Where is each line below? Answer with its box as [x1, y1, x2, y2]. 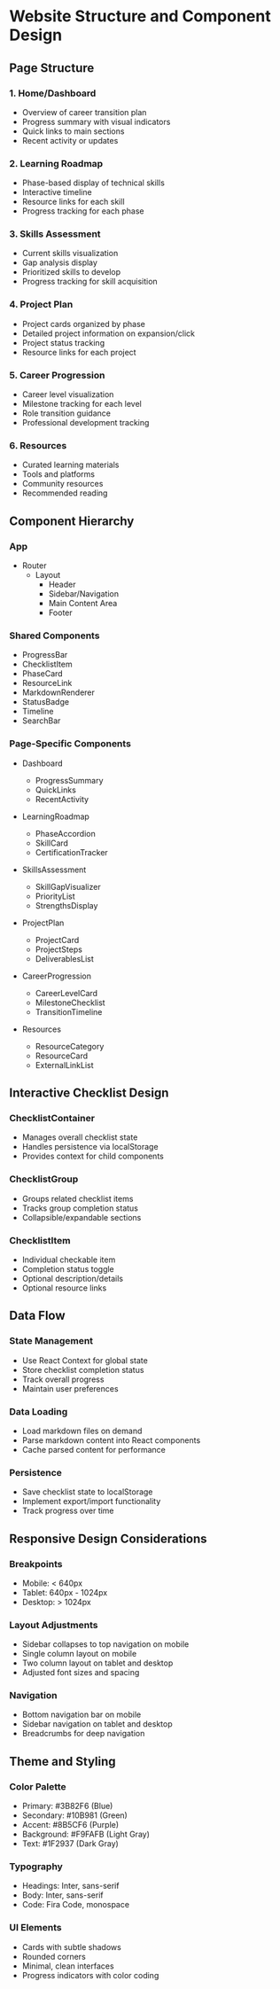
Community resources [21, 479, 104, 489]
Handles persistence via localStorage [21, 1142, 159, 1152]
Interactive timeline [21, 187, 92, 198]
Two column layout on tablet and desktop [21, 1657, 174, 1668]
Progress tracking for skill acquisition [21, 277, 158, 287]
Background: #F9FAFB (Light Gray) [21, 1829, 151, 1840]
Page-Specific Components [9, 737, 131, 750]
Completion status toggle [21, 1263, 115, 1274]
